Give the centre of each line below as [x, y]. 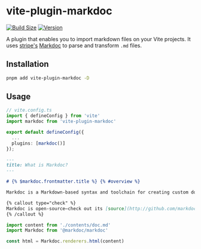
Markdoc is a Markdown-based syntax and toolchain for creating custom [97, 192]
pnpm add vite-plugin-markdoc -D [48, 78]
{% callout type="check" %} [41, 203]
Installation [28, 64]
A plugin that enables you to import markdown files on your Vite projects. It [99, 39]
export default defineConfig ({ [45, 133]
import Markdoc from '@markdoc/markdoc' [57, 230]
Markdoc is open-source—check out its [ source [65, 208]
